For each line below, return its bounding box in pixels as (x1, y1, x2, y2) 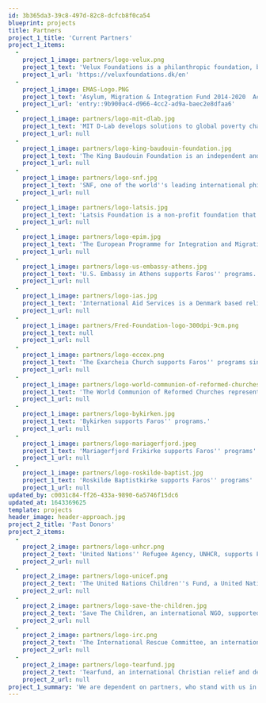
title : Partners (8, 26, 62, 34)
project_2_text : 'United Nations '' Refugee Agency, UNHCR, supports (22, 550, 253, 558)
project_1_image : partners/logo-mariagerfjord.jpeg (22, 440, 196, 448)
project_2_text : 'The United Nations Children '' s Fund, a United (22, 580, 243, 588)
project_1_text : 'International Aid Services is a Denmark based (22, 299, 243, 307)
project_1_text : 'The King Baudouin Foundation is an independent (22, 152, 246, 159)
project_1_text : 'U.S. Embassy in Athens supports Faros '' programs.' (22, 270, 260, 278)
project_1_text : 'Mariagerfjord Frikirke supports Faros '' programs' (22, 447, 257, 455)
